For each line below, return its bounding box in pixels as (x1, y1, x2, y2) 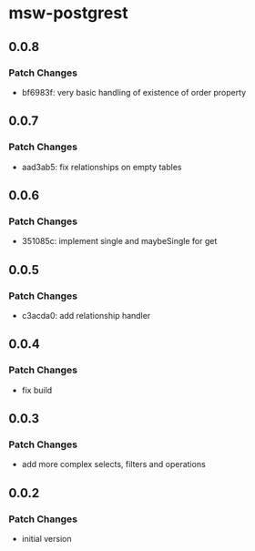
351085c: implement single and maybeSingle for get (21, 236, 218, 247)
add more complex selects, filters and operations (21, 459, 206, 470)
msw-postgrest (8, 3, 128, 24)
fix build (21, 384, 53, 395)
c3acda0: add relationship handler (21, 310, 151, 321)
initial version (21, 534, 72, 544)
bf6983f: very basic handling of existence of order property (21, 87, 247, 97)
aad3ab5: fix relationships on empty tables (21, 161, 182, 172)
